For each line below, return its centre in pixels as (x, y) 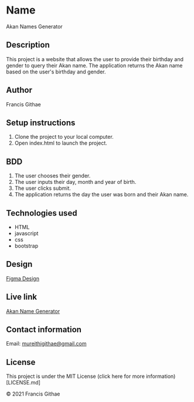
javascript (26, 233)
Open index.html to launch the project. (61, 143)
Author (19, 90)
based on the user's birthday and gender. (56, 72)
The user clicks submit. (43, 188)
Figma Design (23, 278)
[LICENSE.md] (23, 383)
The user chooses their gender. (52, 176)
